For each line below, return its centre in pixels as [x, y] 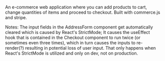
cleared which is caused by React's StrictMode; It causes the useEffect [78, 32]
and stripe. [16, 17]
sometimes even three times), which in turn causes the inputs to [70, 43]
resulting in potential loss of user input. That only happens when [90, 48]
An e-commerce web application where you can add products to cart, [76, 7]
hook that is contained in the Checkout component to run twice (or [73, 37]
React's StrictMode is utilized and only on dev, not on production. [72, 53]
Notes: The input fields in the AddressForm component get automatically [79, 27]
